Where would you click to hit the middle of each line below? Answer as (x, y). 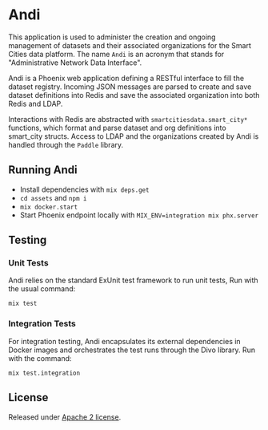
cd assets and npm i (53, 197)
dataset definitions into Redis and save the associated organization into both (134, 95)
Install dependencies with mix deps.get (84, 189)
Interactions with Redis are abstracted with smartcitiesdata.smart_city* (128, 119)
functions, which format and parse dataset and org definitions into (117, 128)
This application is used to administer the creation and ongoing (112, 37)
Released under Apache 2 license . (65, 417)
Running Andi (43, 170)
